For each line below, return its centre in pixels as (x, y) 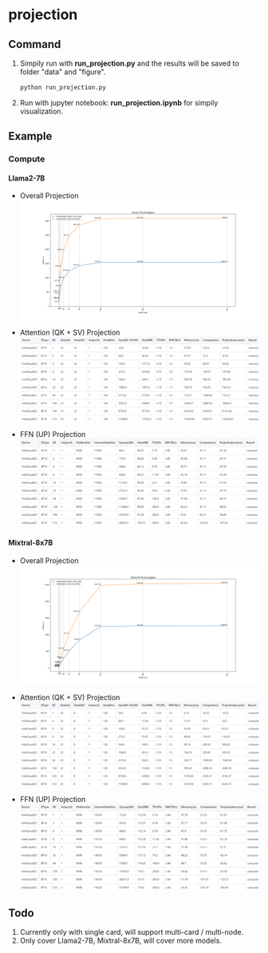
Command (35, 44)
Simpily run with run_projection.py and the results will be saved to (129, 63)
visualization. (41, 111)
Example (30, 136)
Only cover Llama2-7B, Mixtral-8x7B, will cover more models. (120, 941)
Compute (27, 159)
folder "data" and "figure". (63, 72)
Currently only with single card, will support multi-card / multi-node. (132, 932)
